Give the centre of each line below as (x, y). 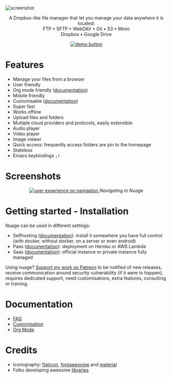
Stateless (23, 150)
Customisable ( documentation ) (45, 101)
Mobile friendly (29, 96)
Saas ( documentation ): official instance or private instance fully (80, 252)
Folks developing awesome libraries (51, 370)
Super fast (24, 106)
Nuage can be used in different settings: (48, 225)
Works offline (27, 112)
